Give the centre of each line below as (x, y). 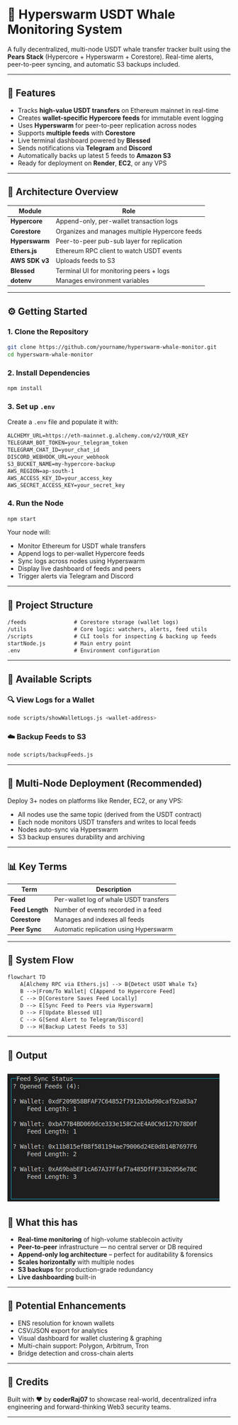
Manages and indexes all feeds (99, 919)
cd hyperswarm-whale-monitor (50, 354)
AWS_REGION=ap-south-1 (41, 471)
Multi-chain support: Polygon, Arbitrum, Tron (83, 1346)
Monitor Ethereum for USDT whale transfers (82, 546)
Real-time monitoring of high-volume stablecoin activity (100, 1239)
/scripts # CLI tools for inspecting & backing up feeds (112, 637)
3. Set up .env (31, 406)
